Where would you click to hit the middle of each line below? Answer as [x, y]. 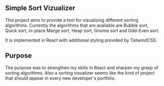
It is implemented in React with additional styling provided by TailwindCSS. [81, 40]
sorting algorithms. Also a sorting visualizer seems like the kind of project [80, 73]
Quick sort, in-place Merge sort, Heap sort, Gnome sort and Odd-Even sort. [82, 30]
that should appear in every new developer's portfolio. [60, 78]
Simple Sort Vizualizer [40, 8]
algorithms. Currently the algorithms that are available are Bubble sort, [77, 25]
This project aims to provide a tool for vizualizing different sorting [72, 20]
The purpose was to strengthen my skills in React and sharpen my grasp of [82, 67]
